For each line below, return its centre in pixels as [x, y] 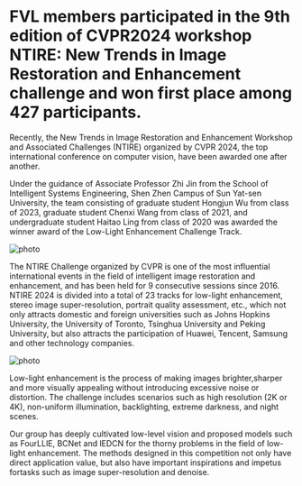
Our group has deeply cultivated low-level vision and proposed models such [151, 434]
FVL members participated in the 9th [150, 17]
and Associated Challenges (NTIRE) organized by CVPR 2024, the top [139, 147]
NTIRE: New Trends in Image [118, 55]
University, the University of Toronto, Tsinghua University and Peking [137, 324]
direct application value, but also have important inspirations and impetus [146, 463]
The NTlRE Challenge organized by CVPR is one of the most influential [140, 266]
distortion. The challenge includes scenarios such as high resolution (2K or [148, 397]
